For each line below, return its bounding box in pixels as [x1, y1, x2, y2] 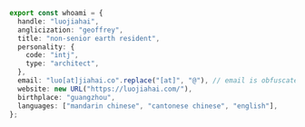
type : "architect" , [25, 59, 100, 68]
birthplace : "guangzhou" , [17, 93, 116, 102]
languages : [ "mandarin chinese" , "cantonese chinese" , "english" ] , [17, 101, 279, 111]
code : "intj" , [25, 51, 79, 60]
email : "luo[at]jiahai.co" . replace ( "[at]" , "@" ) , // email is [17, 76, 258, 85]
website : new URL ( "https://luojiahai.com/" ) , [17, 84, 193, 93]
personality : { [17, 42, 75, 52]
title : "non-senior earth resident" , [17, 34, 161, 43]
